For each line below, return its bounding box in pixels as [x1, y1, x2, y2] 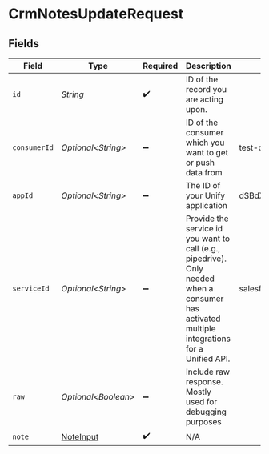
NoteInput [61, 431, 99, 442]
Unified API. [185, 353, 231, 364]
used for [185, 396, 218, 407]
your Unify [185, 190, 226, 201]
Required [143, 61, 179, 71]
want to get [185, 147, 228, 158]
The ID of [185, 180, 221, 191]
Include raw [185, 366, 231, 377]
